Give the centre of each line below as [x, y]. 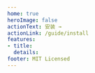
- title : [20, 46]
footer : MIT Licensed [39, 59]
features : [22, 40]
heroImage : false [32, 20]
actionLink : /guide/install [48, 33]
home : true [23, 14]
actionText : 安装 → [35, 26]
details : [26, 53]
